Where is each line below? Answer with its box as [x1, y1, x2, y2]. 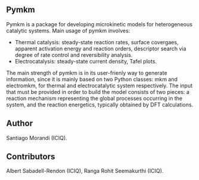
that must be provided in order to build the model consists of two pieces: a [6, 88, 190, 95]
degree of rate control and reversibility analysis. [14, 51, 133, 59]
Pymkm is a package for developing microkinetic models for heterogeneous [6, 20, 193, 28]
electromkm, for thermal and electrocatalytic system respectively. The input [6, 82, 193, 89]
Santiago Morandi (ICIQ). [6, 134, 68, 141]
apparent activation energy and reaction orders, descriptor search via [14, 45, 186, 52]
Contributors [6, 152, 56, 162]
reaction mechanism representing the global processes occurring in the [6, 94, 183, 102]
